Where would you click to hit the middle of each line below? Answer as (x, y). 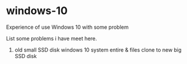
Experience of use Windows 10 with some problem (68, 27)
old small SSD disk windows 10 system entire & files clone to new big (98, 50)
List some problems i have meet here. (51, 38)
